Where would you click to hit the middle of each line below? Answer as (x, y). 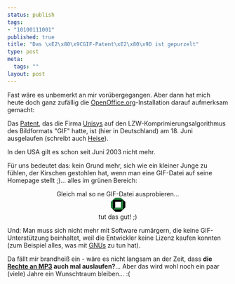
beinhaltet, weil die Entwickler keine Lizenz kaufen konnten (135, 238)
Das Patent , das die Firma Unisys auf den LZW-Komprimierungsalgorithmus (117, 123)
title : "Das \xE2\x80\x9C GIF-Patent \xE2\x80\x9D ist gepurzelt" (103, 45)
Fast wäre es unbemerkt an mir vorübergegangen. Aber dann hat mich (109, 95)
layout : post (26, 74)
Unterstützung (28, 238)
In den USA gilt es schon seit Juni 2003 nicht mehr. (81, 151)
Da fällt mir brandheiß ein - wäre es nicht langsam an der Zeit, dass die (110, 259)
